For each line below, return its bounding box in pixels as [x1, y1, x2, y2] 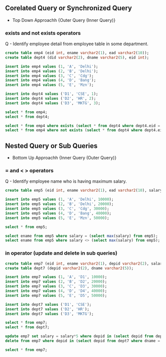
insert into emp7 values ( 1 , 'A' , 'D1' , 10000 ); [5, 275, 107, 280]
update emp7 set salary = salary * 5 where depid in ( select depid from [5, 334, 154, 339]
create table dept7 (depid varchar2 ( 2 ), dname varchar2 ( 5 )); [5, 266, 134, 271]
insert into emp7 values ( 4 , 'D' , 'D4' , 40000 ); [5, 288, 107, 293]
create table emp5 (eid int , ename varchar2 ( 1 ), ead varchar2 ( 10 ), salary [5, 188, 163, 193]
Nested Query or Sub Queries [5, 142, 98, 150]
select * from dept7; [5, 325, 50, 330]
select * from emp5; [5, 224, 48, 229]
